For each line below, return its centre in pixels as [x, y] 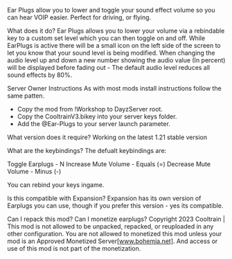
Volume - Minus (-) [34, 171]
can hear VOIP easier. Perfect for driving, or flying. [79, 17]
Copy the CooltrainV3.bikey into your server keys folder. [97, 116]
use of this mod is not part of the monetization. [74, 248]
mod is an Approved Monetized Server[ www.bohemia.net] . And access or [113, 241]
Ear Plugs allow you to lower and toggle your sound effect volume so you [111, 10]
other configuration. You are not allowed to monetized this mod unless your [115, 234]
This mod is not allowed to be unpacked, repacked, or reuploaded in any [110, 226]
